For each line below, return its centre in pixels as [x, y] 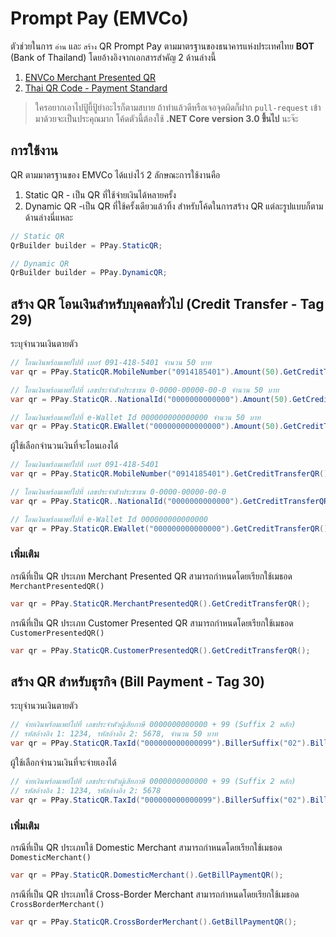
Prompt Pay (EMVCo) [100, 18]
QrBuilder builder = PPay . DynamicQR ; [89, 273]
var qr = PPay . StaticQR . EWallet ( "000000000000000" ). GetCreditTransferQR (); [171, 528]
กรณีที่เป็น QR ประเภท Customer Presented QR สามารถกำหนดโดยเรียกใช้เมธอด [152, 623]
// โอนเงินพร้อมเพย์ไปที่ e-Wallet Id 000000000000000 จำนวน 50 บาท [136, 417]
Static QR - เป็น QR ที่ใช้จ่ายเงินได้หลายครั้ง [100, 194]
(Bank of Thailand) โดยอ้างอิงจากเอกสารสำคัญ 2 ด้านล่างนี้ [113, 57]
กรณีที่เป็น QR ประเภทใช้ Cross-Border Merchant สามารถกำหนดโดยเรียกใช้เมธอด [155, 894]
